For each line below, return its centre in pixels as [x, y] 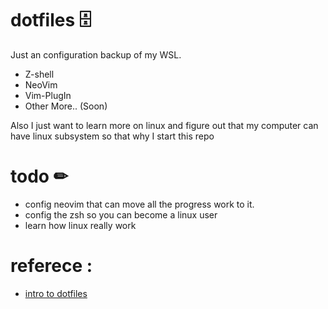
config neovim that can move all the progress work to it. [139, 204]
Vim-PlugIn [48, 95]
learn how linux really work [80, 225]
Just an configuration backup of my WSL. [96, 54]
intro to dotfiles [56, 293]
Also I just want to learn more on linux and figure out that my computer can [164, 125]
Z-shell [39, 74]
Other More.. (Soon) [66, 106]
